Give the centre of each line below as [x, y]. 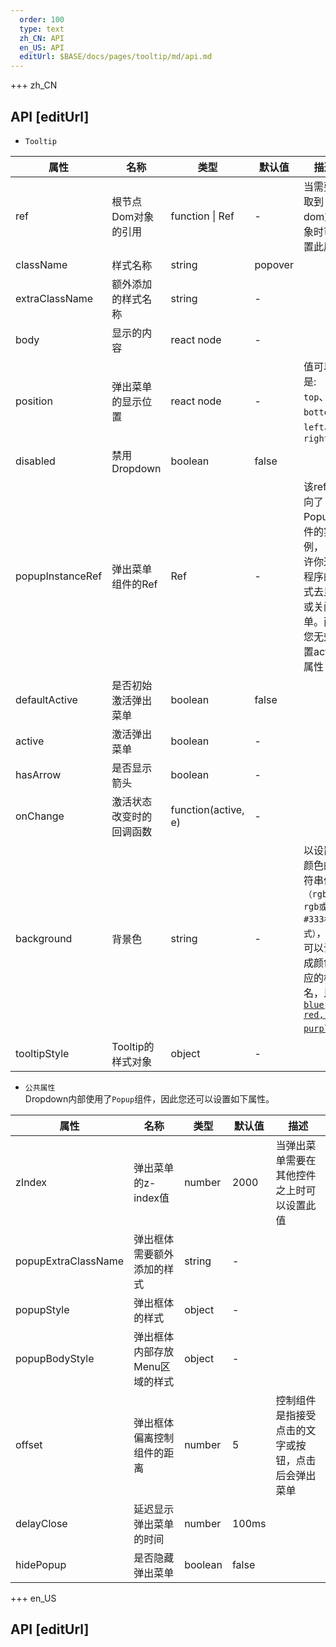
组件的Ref [134, 584]
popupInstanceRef [59, 576]
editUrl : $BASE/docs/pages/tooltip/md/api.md [116, 57]
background [44, 938]
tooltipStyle [42, 1053]
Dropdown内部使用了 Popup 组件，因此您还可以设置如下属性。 [149, 1098]
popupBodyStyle [55, 1358]
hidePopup [41, 1564]
